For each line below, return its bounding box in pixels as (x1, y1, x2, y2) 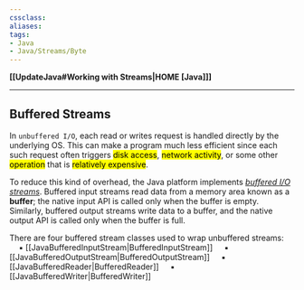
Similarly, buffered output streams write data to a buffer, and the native (9, 205, 273, 216)
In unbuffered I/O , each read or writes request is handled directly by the (9, 130, 280, 141)
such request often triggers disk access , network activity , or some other (9, 149, 279, 160)
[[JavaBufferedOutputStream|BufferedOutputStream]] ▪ (9, 251, 226, 262)
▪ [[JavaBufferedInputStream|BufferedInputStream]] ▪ (18, 241, 229, 253)
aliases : (9, 22, 43, 31)
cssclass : (9, 13, 47, 23)
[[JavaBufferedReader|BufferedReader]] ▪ (9, 261, 176, 272)
